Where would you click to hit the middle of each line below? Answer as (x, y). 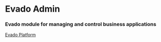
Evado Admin (32, 9)
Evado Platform (20, 35)
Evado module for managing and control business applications (81, 24)
